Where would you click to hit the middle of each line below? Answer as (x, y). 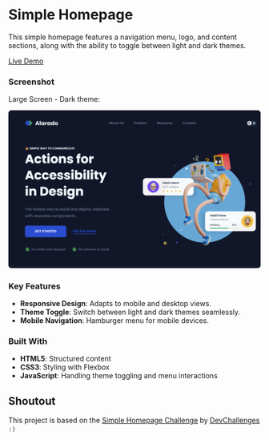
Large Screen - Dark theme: (54, 99)
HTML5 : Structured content (66, 359)
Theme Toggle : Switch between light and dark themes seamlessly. (130, 312)
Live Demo (26, 61)
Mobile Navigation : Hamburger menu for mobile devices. (114, 321)
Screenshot (31, 82)
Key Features (35, 286)
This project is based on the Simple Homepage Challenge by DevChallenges (134, 420)
